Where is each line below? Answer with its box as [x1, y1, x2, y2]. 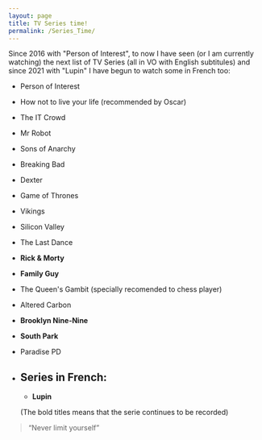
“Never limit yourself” [27, 423, 100, 433]
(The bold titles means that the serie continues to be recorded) [19, 408, 229, 417]
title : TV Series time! [8, 19, 89, 27]
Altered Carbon [19, 300, 72, 310]
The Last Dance [19, 238, 73, 247]
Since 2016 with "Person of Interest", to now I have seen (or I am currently [8, 49, 254, 59]
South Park [19, 331, 59, 341]
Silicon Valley [19, 222, 64, 232]
